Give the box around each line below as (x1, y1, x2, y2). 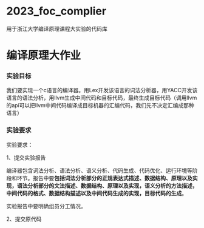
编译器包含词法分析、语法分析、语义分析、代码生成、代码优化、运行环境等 (6, 167, 192, 174)
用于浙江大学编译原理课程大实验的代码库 (6, 25, 107, 32)
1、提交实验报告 (6, 153, 46, 161)
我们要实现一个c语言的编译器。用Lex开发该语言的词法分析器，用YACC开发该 (6, 87, 198, 94)
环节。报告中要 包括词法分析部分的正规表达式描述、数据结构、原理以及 (16, 174, 192, 181)
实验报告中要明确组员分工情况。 (6, 202, 86, 210)
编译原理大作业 (6, 49, 81, 62)
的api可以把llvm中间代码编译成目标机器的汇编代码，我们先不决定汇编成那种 (6, 102, 194, 109)
